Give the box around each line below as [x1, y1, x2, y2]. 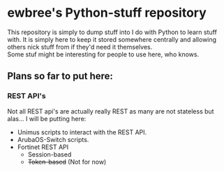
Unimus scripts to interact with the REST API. [17, 127, 147, 136]
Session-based [27, 150, 72, 158]
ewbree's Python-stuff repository [7, 5, 207, 21]
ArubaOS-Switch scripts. [17, 135, 89, 143]
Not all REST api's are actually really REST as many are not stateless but [7, 107, 214, 116]
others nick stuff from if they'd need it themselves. [7, 42, 153, 51]
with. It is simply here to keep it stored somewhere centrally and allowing [7, 35, 217, 43]
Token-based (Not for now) [27, 157, 107, 166]
